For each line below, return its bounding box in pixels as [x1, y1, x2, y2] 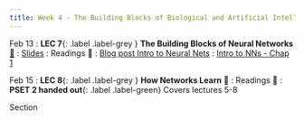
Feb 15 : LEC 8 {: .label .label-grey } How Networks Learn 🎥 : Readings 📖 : [9, 74, 283, 86]
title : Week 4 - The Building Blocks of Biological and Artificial [9, 13, 270, 23]
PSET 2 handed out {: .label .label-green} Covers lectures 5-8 [9, 84, 238, 95]
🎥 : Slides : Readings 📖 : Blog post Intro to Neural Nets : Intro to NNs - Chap [9, 47, 290, 59]
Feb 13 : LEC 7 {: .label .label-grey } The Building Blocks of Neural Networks [9, 38, 294, 49]
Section [9, 101, 38, 113]
